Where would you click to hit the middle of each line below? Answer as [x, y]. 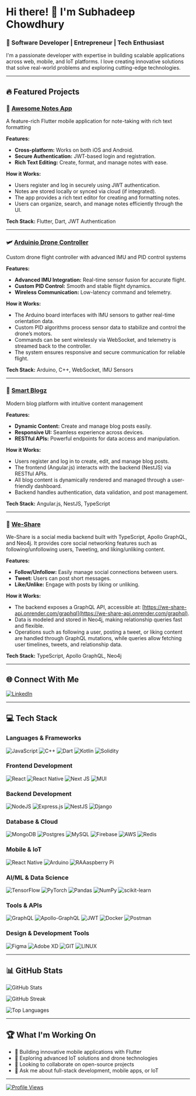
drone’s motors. [33, 334]
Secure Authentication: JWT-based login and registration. [85, 156]
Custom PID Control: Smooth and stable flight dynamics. [83, 286]
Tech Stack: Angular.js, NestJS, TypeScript [58, 503]
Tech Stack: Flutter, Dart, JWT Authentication [61, 221]
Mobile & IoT [24, 850]
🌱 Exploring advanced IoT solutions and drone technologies [86, 1058]
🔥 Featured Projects [43, 92]
